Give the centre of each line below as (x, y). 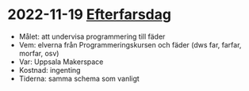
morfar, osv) (39, 53)
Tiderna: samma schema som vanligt (79, 78)
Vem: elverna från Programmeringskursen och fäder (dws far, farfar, (130, 44)
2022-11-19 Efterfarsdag (90, 15)
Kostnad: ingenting (50, 70)
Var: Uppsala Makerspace (61, 62)
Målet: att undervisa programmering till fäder (92, 36)
